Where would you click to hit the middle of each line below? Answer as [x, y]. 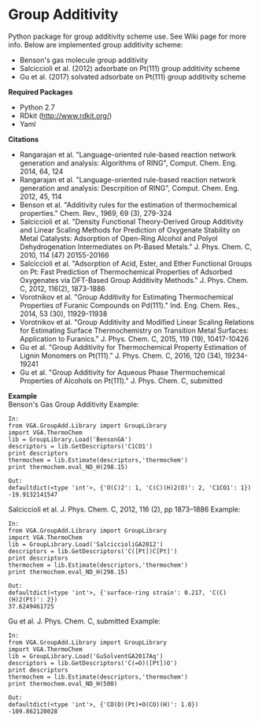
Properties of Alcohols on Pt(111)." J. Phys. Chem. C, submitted [121, 381]
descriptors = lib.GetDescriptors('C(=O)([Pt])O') [93, 663]
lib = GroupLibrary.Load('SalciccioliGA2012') [86, 544]
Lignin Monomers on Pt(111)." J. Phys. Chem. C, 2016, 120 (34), [121, 355]
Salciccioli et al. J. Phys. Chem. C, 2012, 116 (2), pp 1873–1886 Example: [124, 509]
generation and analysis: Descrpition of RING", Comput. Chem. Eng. [129, 188]
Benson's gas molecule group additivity [83, 60]
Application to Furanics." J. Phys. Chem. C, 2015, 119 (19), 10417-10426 [134, 339]
